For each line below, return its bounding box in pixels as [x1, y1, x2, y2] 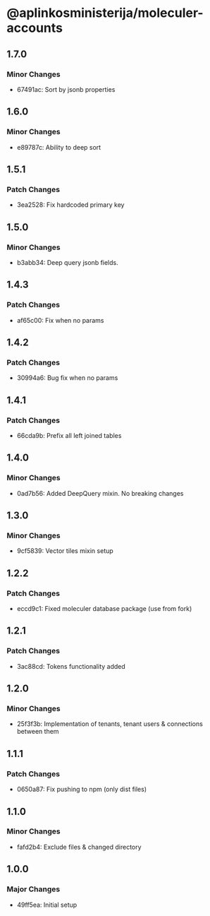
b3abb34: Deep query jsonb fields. [16, 258, 119, 266]
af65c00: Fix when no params [16, 316, 104, 324]
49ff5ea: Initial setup [16, 900, 78, 909]
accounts [6, 20, 63, 36]
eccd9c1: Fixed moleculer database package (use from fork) [16, 605, 192, 613]
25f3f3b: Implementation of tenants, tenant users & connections [16, 720, 204, 728]
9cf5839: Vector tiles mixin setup [16, 547, 113, 555]
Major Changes [6, 884, 61, 894]
